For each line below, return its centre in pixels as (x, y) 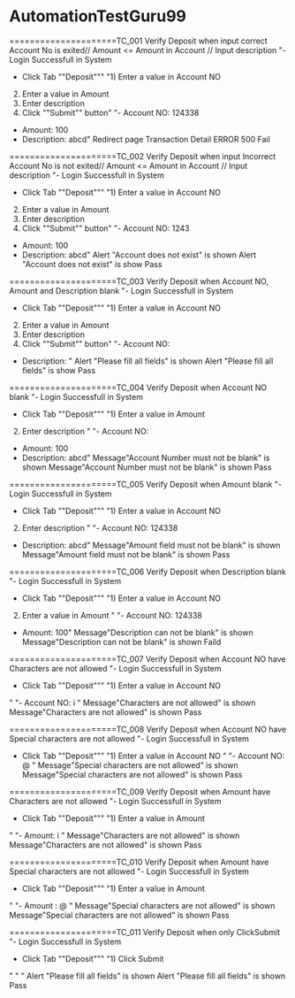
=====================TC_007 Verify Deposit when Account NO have (147, 659)
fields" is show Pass (58, 370)
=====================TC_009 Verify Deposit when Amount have (140, 791)
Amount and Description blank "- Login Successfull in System (121, 290)
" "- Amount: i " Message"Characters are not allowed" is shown (125, 835)
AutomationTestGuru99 (98, 16)
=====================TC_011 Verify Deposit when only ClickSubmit (145, 932)
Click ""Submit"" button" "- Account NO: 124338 (110, 112)
